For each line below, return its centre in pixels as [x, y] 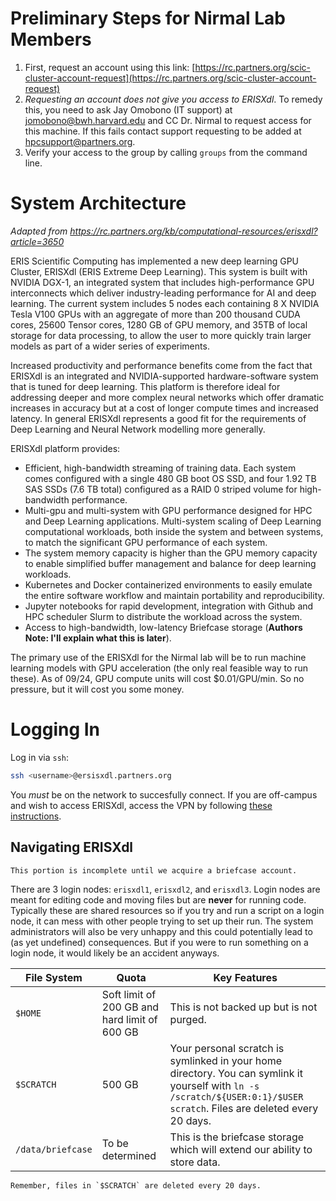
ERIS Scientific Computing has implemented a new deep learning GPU [155, 261]
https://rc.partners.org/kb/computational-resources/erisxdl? [193, 231]
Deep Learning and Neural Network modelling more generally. [138, 429]
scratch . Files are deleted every [244, 1108]
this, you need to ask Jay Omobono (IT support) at [128, 109]
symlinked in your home [226, 1060]
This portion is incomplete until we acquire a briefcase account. [154, 870]
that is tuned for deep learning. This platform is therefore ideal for [145, 386]
